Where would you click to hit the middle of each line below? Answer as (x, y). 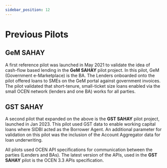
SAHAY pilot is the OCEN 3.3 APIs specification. (55, 161)
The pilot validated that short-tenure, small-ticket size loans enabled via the (83, 86)
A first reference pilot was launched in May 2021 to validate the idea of (78, 65)
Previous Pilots (37, 34)
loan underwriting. (24, 140)
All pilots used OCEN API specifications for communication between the (79, 150)
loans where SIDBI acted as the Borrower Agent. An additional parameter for (83, 130)
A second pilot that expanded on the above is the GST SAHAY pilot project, (82, 119)
